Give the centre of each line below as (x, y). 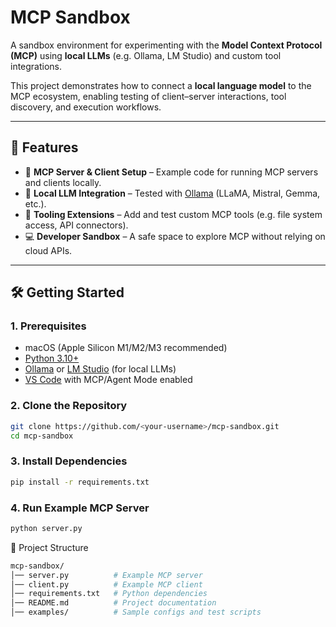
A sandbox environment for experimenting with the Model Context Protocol (166, 45)
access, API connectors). (76, 225)
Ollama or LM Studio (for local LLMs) (100, 369)
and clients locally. (63, 182)
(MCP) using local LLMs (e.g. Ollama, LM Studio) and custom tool (146, 55)
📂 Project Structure (49, 547)
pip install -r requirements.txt (80, 482)
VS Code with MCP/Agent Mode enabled (108, 380)
